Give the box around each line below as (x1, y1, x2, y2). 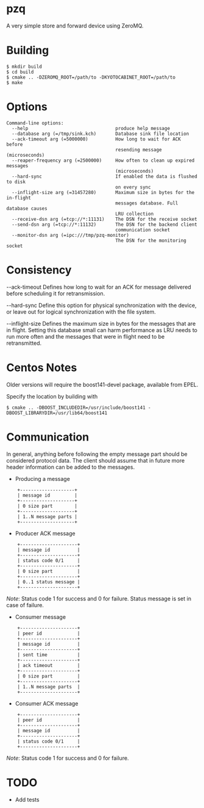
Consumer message (15, 613, 66, 621)
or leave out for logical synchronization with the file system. (6, 308, 157, 316)
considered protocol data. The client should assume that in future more (6, 456, 185, 464)
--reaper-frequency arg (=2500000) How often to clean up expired (12, 157, 195, 164)
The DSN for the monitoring (115, 237, 187, 243)
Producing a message (15, 475, 70, 482)
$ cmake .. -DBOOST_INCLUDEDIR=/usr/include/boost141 (6, 405, 146, 411)
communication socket (115, 226, 171, 233)
